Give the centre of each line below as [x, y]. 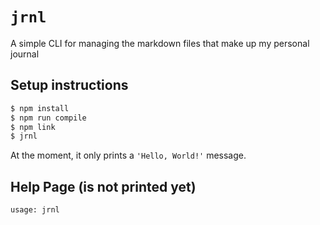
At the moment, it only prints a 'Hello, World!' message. [128, 155]
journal [25, 54]
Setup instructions [69, 85]
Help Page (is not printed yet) [103, 186]
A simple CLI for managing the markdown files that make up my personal [160, 43]
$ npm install [40, 108]
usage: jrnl [35, 210]
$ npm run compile [48, 118]
